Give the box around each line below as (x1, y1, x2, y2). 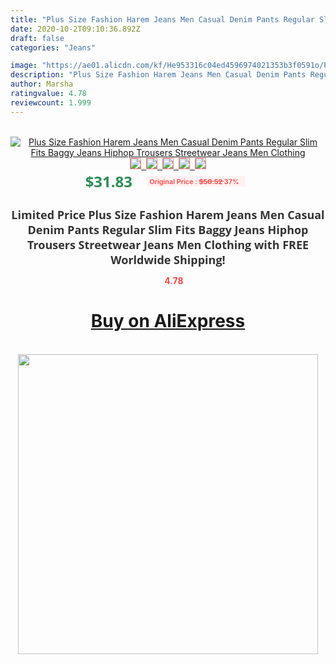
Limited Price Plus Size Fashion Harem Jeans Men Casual (11, 206, 325, 223)
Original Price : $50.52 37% (149, 176, 240, 186)
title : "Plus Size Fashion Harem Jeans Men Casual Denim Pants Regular (10, 14, 315, 25)
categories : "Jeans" (10, 42, 97, 53)
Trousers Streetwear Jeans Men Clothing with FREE (26, 236, 310, 253)
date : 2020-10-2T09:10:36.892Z (10, 24, 141, 34)
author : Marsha (10, 79, 74, 90)
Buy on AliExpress (90, 310, 246, 333)
